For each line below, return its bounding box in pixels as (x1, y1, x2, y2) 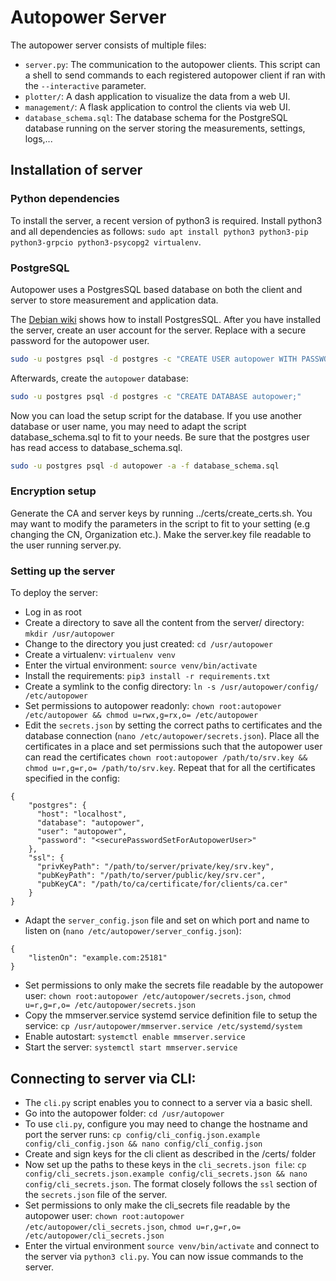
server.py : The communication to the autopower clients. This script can (24, 58, 321, 70)
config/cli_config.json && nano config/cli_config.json (24, 1139, 263, 1149)
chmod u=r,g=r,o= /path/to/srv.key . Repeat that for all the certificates (24, 762, 316, 774)
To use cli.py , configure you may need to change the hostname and (24, 1117, 308, 1130)
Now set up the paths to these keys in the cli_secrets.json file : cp (24, 1158, 307, 1170)
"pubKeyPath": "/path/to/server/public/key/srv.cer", (36, 871, 267, 881)
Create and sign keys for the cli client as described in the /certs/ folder (24, 1147, 317, 1160)
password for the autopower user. (10, 334, 150, 346)
